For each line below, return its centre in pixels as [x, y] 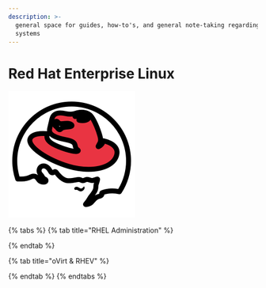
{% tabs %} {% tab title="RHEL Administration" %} [91, 230]
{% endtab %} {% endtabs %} [57, 276]
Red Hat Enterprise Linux [92, 73]
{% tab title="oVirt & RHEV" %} [59, 261]
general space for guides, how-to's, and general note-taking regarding [138, 25]
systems [28, 33]
